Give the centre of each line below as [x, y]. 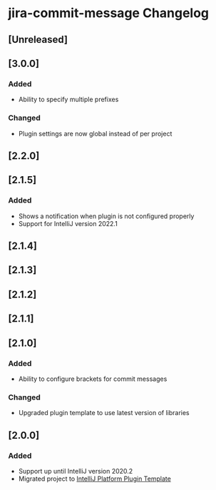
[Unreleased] [38, 40]
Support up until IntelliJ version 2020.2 [76, 471]
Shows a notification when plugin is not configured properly [106, 216]
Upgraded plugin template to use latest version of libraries [104, 413]
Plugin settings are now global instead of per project [95, 133]
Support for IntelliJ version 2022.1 [68, 223]
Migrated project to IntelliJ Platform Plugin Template [95, 479]
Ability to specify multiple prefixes [68, 99]
